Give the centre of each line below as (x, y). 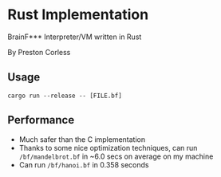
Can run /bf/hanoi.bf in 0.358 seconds (84, 164)
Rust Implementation (78, 15)
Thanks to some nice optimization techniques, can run (108, 147)
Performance (41, 120)
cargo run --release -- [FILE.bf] (65, 96)
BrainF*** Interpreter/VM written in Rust (75, 37)
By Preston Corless (39, 52)
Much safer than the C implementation (82, 139)
